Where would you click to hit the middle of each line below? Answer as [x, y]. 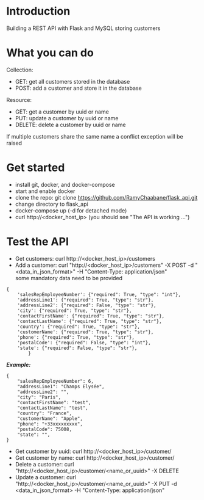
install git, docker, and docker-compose [65, 184]
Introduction [38, 11]
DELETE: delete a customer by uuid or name [70, 125]
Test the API [37, 242]
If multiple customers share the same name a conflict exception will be [95, 136]
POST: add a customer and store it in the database [78, 88]
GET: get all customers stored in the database [72, 81]
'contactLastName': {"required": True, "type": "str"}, [90, 321]
